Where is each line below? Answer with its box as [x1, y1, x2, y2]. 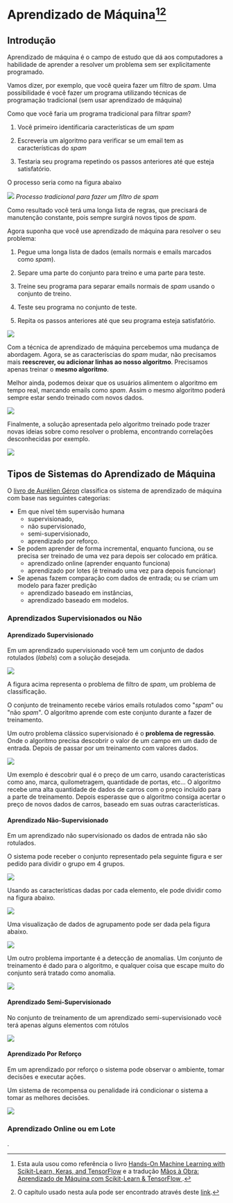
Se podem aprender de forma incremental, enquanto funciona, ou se [17, 544, 214, 553]
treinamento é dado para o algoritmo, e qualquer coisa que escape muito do [7, 962, 225, 970]
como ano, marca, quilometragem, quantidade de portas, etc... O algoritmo [7, 778, 221, 786]
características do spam [17, 144, 87, 152]
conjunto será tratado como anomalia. [7, 969, 116, 978]
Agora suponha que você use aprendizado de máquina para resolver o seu [7, 227, 221, 235]
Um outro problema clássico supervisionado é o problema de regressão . [7, 729, 216, 738]
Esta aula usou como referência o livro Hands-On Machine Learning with [17, 1160, 225, 1168]
